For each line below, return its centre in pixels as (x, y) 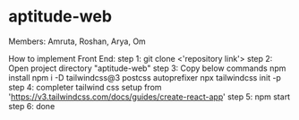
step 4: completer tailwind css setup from (85, 87)
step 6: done (32, 106)
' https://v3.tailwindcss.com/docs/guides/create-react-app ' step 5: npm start (149, 97)
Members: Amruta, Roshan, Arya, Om (77, 41)
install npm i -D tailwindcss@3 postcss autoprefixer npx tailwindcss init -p (145, 77)
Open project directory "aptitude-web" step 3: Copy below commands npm (147, 68)
